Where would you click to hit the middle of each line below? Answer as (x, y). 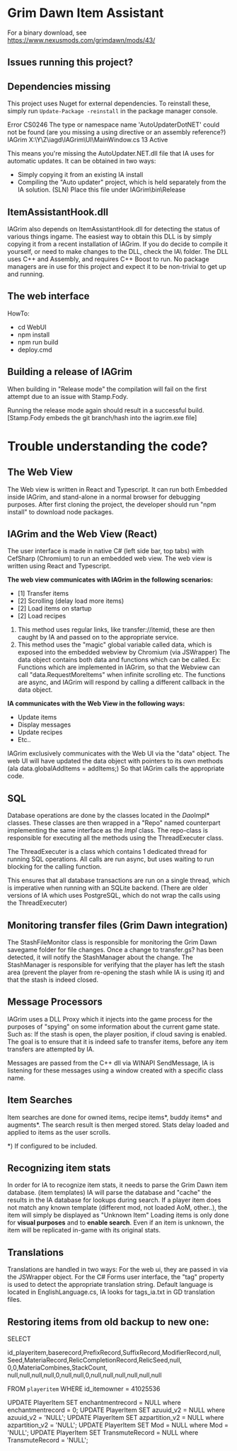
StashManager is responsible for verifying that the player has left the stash (116, 965)
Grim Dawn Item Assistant (86, 13)
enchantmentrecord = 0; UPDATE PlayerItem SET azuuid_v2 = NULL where (116, 1410)
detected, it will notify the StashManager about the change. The (100, 957)
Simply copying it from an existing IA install (80, 175)
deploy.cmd (35, 349)
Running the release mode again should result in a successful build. (106, 410)
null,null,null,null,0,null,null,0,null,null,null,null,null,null (85, 1375)
